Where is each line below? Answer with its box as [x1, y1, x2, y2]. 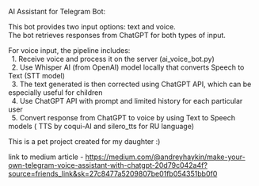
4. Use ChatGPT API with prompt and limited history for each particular [11, 97, 243, 105]
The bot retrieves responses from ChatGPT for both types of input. [8, 31, 226, 40]
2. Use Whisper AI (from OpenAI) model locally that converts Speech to [11, 63, 245, 72]
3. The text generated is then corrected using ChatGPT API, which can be [11, 79, 252, 89]
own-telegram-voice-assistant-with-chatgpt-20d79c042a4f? [8, 161, 208, 169]
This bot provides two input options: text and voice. [8, 22, 176, 31]
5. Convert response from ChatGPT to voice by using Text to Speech [11, 113, 236, 122]
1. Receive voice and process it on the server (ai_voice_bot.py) [11, 55, 215, 63]
